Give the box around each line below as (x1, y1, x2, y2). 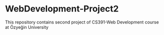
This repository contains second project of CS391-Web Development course (5, 19, 159, 25)
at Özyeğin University (5, 24, 49, 30)
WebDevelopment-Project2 (5, 3, 119, 14)
